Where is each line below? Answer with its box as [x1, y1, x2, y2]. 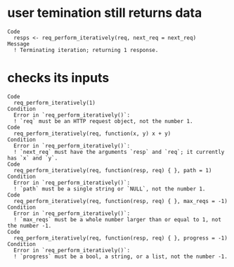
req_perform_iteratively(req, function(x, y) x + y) [13, 130, 171, 137]
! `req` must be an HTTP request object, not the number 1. [13, 117, 193, 124]
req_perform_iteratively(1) [13, 99, 96, 106]
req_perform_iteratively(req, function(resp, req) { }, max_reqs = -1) [13, 197, 228, 204]
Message [7, 40, 30, 47]
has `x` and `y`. [7, 155, 58, 162]
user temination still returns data [7, 5, 202, 21]
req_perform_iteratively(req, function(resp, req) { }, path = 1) [13, 167, 212, 174]
